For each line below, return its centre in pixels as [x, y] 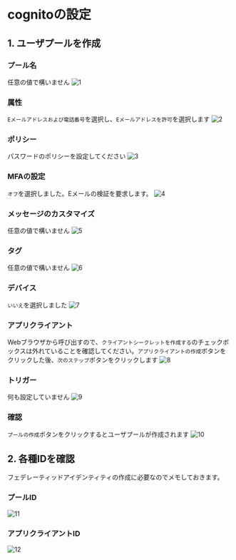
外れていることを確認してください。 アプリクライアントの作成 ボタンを [129, 351]
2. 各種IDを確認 [41, 458]
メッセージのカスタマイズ [51, 213]
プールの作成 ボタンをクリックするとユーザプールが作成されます [98, 434]
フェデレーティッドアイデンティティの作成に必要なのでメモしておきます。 [116, 477]
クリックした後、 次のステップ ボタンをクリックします [83, 360]
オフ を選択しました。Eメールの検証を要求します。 [80, 193]
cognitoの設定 [49, 15]
